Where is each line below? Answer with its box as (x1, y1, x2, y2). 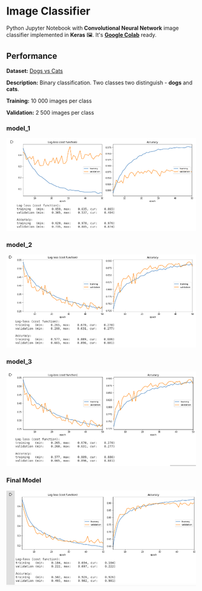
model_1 (6, 124, 30, 132)
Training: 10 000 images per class (6, 97, 92, 104)
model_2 (6, 240, 32, 249)
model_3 (6, 357, 32, 365)
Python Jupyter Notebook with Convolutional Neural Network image (6, 24, 179, 32)
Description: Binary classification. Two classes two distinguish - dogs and (6, 79, 193, 86)
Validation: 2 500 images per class (6, 109, 95, 116)
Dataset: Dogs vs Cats (6, 67, 64, 74)
